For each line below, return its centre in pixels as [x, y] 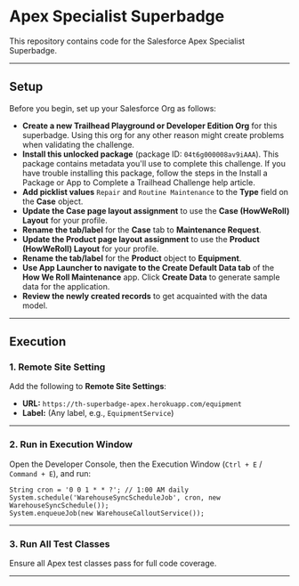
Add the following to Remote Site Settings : [88, 387]
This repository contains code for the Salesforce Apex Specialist [127, 41]
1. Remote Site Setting [57, 367]
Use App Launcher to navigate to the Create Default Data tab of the [148, 267]
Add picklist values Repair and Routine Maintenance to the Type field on [155, 191]
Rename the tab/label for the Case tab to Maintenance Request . [141, 230]
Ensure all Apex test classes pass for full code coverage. [113, 564]
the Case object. [53, 201]
